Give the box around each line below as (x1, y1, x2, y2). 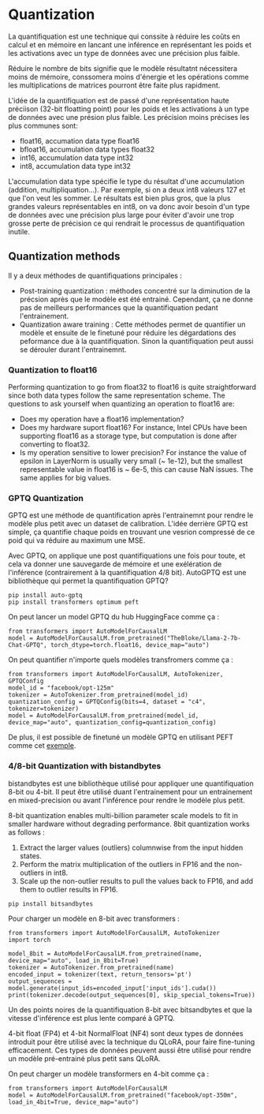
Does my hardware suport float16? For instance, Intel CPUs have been (19, 423, 247, 432)
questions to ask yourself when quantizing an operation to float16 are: (8, 399, 235, 409)
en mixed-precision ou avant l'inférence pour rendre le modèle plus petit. (8, 795, 246, 805)
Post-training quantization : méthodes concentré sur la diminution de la (19, 286, 251, 295)
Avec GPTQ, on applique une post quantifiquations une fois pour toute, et (8, 551, 246, 561)
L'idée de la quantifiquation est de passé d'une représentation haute (8, 95, 230, 105)
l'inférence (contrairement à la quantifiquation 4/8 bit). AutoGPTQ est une (8, 568, 247, 578)
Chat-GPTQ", (8, 641, 47, 649)
